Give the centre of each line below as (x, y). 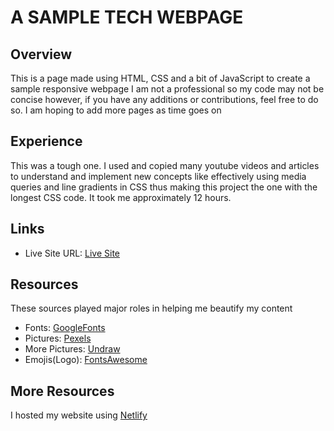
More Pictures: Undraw (72, 349)
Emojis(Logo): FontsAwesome (86, 360)
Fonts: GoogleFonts (65, 328)
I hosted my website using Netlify (79, 415)
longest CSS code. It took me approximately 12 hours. (121, 197)
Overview (41, 54)
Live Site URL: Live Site (72, 253)
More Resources (62, 391)
